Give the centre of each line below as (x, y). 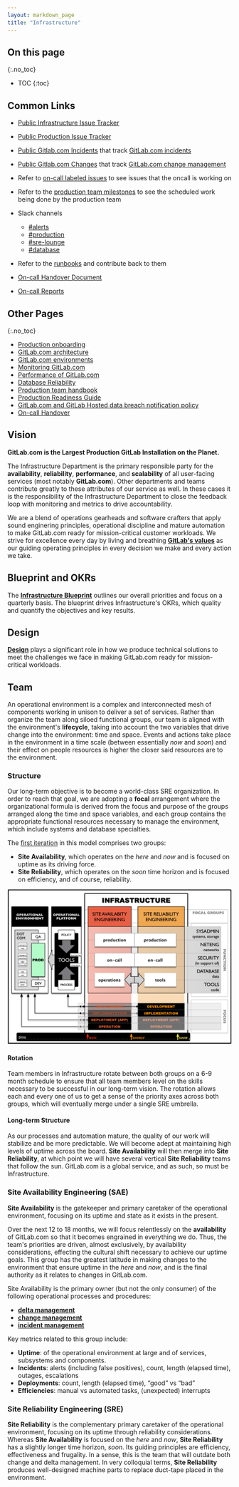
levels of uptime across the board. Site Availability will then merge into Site (118, 1151)
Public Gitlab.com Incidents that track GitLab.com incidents (105, 150)
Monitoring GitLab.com (51, 367)
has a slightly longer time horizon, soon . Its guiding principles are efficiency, (119, 1447)
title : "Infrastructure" (44, 22)
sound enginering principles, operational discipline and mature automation (116, 525)
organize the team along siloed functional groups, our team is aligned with (116, 720)
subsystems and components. (62, 1360)
